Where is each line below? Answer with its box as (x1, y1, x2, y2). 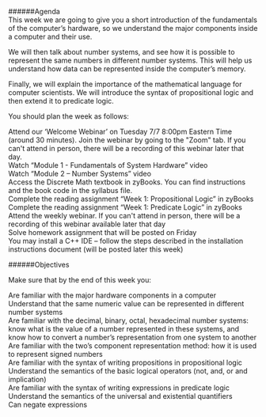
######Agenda (8, 7, 61, 16)
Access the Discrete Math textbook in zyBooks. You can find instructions (8, 177, 246, 187)
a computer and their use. (8, 32, 93, 41)
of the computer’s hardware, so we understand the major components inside (8, 24, 258, 32)
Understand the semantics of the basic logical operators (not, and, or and (8, 366, 248, 375)
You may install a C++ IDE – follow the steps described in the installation (8, 237, 244, 245)
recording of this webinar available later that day (8, 219, 166, 229)
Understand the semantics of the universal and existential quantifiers (8, 392, 233, 400)
